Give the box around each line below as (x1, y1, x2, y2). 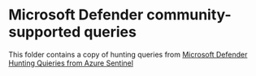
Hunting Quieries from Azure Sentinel (8, 58, 134, 68)
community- (145, 6, 232, 24)
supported (8, 23, 81, 41)
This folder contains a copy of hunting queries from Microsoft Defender (8, 49, 248, 59)
